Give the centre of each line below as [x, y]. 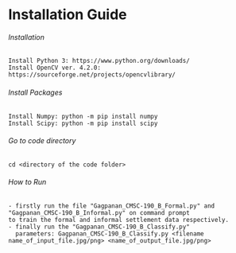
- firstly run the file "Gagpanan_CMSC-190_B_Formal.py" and [112, 206]
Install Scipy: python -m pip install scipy [83, 123]
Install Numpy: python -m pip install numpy [83, 116]
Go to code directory [42, 141]
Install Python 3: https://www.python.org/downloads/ [99, 61]
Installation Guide [68, 15]
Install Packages [35, 92]
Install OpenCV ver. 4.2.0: [55, 68]
